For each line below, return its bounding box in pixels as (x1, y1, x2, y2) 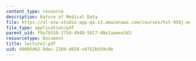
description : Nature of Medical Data (6, 14, 98, 20)
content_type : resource (6, 8, 64, 15)
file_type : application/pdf (6, 24, 75, 31)
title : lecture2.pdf (6, 41, 57, 47)
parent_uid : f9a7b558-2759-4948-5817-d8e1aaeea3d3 (6, 30, 132, 36)
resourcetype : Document (6, 35, 64, 41)
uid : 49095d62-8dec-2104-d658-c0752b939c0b (6, 46, 114, 52)
